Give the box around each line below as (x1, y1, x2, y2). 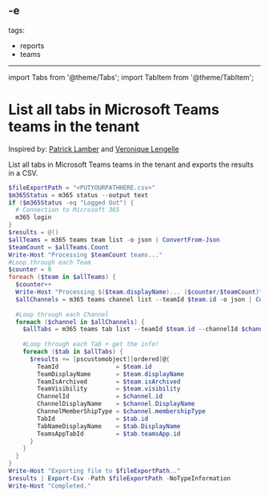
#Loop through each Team (8, 258, 91, 266)
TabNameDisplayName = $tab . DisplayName (37, 422, 181, 430)
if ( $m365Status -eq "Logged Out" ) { (8, 198, 134, 207)
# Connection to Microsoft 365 (15, 206, 120, 214)
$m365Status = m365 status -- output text (8, 191, 149, 199)
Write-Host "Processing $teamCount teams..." (8, 250, 163, 259)
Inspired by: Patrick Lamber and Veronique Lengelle (8, 144, 179, 153)
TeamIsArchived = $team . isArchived (37, 378, 181, 386)
